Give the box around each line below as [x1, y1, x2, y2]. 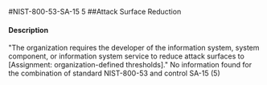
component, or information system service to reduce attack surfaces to [8, 51, 245, 61]
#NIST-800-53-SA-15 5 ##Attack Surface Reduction [8, 7, 182, 16]
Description [8, 25, 49, 34]
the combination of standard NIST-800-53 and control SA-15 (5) [8, 68, 220, 79]
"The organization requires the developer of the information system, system [8, 43, 260, 53]
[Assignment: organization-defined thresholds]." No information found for [8, 60, 252, 70]
